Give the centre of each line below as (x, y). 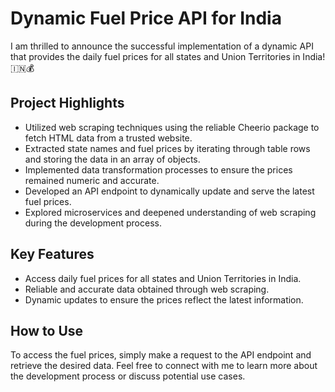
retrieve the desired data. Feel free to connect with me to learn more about (164, 366)
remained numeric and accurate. (92, 180)
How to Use (47, 330)
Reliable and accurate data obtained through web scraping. (147, 289)
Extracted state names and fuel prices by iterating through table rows (167, 148)
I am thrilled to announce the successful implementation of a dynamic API (162, 46)
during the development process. (93, 223)
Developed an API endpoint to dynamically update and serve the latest (169, 191)
